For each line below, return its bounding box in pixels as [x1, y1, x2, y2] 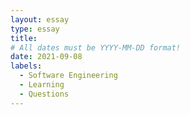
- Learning [19, 80, 65, 90]
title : [10, 33, 38, 43]
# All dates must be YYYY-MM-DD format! [10, 42, 182, 53]
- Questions [19, 89, 70, 99]
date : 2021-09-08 [10, 52, 83, 62]
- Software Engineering [19, 71, 118, 81]
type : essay [10, 24, 60, 34]
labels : [10, 61, 43, 71]
